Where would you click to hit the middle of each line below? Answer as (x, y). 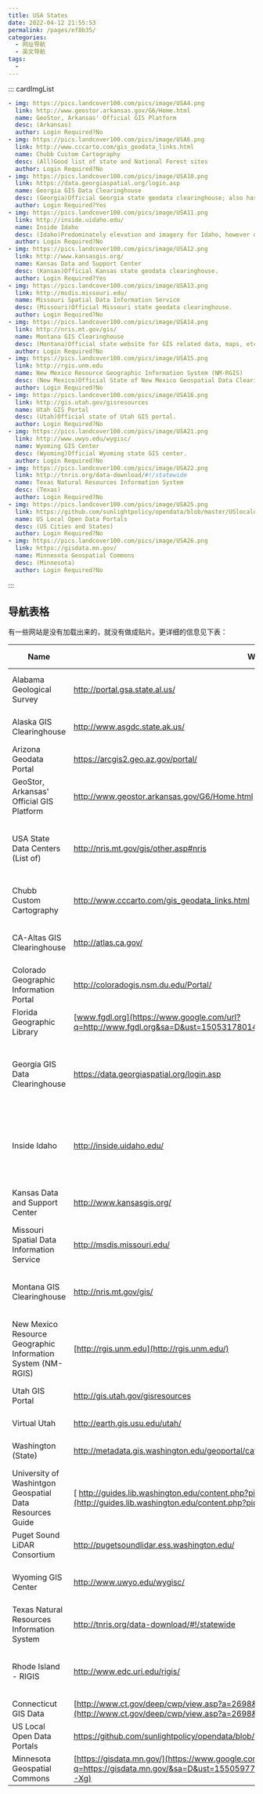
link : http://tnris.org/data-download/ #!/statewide (101, 476)
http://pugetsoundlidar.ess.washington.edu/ (154, 1545)
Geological (32, 690)
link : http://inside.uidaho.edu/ (70, 220)
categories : (27, 37)
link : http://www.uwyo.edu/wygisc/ (73, 439)
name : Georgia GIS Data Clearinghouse (79, 191)
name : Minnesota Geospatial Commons (75, 556)
